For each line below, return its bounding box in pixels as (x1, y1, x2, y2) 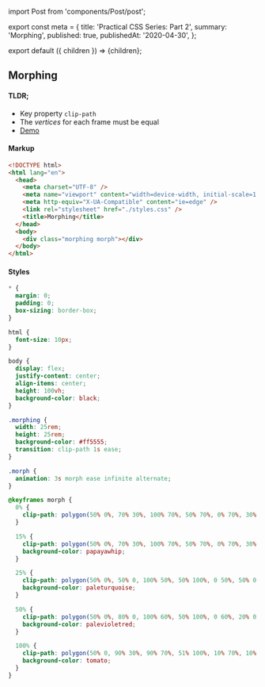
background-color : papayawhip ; (22, 547, 126, 555)
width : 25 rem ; (15, 424, 62, 432)
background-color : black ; (15, 394, 101, 402)
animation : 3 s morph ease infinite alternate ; (15, 474, 172, 482)
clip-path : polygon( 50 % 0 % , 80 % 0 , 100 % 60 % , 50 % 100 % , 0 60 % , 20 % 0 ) (22, 612, 260, 621)
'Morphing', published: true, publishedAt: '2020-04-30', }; (8, 31, 197, 40)
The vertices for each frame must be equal (19, 117, 160, 126)
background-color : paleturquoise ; (22, 584, 136, 592)
